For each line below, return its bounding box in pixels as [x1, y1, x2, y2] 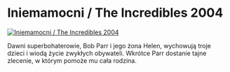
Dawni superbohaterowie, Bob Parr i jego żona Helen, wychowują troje [7, 41, 212, 50]
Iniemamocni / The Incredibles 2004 [7, 5, 224, 21]
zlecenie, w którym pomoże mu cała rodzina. [7, 56, 137, 64]
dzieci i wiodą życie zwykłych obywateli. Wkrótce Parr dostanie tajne [7, 49, 207, 57]
